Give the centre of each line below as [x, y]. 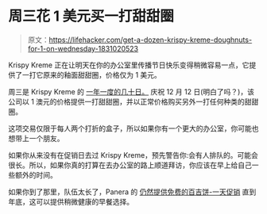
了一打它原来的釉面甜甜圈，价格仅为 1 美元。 [88, 75]
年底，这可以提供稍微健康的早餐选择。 [71, 201]
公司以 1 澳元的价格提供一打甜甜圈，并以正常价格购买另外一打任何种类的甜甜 [133, 101]
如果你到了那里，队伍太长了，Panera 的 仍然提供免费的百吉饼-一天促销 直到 [132, 192]
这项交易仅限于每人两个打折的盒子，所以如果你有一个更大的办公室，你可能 [130, 128]
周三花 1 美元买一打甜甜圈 [91, 16]
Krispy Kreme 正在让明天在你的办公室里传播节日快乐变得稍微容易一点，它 [129, 65]
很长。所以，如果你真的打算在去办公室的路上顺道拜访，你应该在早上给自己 [130, 165]
